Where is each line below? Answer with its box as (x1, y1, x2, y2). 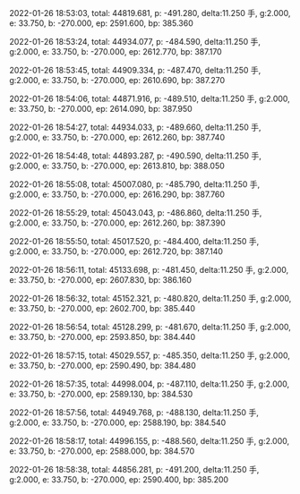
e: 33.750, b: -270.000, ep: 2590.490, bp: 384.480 (9, 361, 196, 370)
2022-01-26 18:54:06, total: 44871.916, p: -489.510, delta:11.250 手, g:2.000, (9, 93, 291, 104)
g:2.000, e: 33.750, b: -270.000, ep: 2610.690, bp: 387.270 (9, 75, 226, 85)
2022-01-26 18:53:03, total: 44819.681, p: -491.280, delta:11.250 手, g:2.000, (9, 8, 291, 18)
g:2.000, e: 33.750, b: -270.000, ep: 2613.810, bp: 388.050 (9, 160, 226, 171)
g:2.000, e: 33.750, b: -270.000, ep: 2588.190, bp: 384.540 (9, 417, 227, 428)
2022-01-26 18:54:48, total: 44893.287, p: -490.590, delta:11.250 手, (9, 150, 261, 161)
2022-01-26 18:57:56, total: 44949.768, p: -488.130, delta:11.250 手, (9, 407, 260, 418)
